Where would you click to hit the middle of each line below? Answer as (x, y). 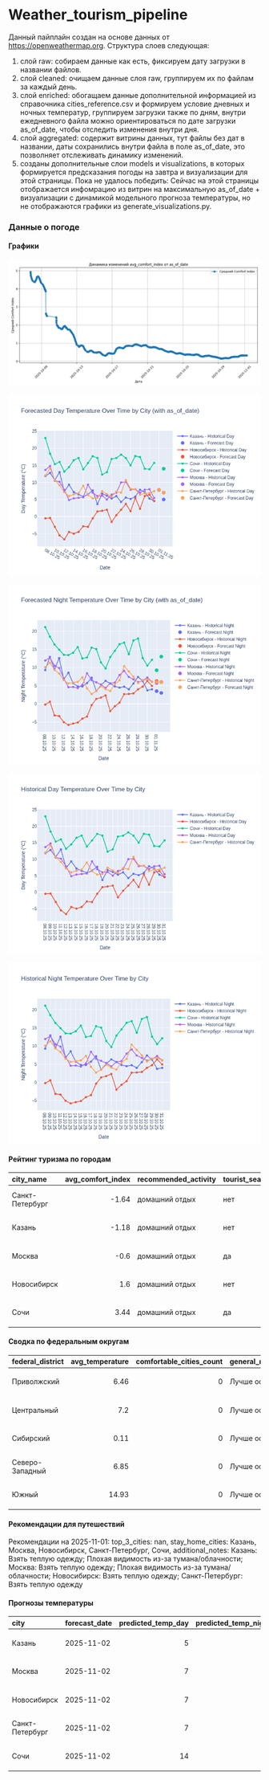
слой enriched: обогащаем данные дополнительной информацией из (138, 95)
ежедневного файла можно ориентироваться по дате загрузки (128, 120)
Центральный (35, 1410)
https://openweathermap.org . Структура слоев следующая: (109, 45)
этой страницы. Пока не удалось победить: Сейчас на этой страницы (139, 180)
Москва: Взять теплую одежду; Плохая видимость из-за (105, 1567)
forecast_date (89, 1623)
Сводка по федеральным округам (69, 1341)
